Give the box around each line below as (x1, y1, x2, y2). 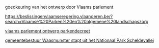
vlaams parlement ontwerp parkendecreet (5, 28, 90, 33)
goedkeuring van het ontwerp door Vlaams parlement (5, 4, 114, 10)
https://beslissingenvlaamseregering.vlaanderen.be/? (5, 14, 113, 19)
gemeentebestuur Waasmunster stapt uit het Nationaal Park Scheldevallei (5, 37, 154, 43)
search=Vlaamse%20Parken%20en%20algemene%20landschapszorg (5, 19, 149, 24)
